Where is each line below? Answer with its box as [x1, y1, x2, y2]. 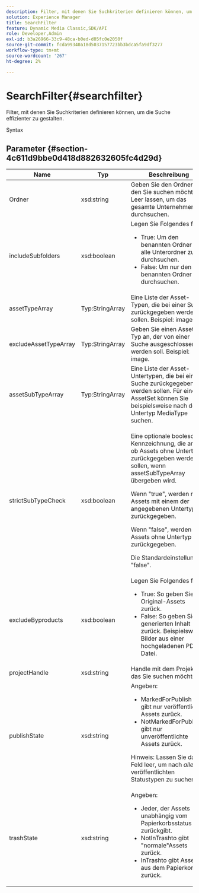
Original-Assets [140, 598, 185, 606]
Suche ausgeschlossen [130, 340, 195, 348]
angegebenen [130, 505, 170, 513]
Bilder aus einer [140, 634, 185, 643]
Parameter [6, 144, 46, 154]
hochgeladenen [140, 642, 185, 650]
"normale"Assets [140, 841, 188, 850]
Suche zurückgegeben [130, 379, 194, 387]
